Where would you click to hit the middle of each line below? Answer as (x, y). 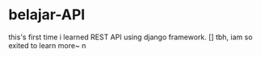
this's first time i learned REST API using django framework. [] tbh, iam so (130, 37)
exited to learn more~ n (47, 45)
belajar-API (47, 15)
